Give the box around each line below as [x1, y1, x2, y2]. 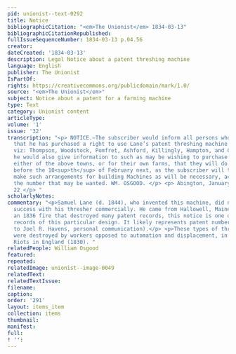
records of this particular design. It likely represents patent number [13, 219, 231, 226]
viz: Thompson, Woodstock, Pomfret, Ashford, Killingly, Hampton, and [13, 147, 225, 154]
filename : [7, 284, 37, 291]
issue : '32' [7, 128, 42, 135]
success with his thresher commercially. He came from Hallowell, [13, 206, 212, 213]
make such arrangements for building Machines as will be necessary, [13, 173, 221, 180]
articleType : [7, 114, 46, 121]
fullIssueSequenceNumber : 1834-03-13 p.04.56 [7, 36, 143, 43]
